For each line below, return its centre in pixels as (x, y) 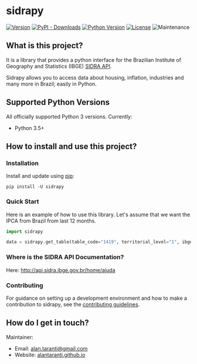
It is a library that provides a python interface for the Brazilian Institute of (94, 59)
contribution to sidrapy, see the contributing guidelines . (73, 304)
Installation (23, 163)
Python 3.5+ (30, 128)
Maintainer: (20, 337)
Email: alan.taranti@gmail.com (51, 348)
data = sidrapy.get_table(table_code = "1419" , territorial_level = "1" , (93, 242)
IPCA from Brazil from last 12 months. (51, 221)
